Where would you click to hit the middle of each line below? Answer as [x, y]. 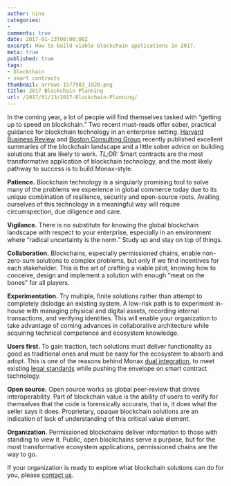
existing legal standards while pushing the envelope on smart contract [107, 368]
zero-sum [21, 260]
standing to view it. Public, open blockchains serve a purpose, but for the [111, 440]
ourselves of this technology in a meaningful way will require [94, 204]
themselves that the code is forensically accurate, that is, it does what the [112, 404]
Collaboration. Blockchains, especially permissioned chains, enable [104, 253]
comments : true [29, 33]
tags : [15, 65]
